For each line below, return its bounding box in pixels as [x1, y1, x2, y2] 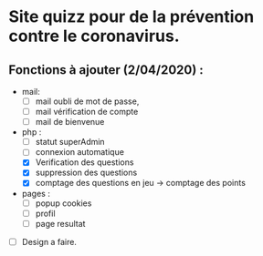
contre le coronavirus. [8, 26, 180, 46]
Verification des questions [35, 157, 134, 168]
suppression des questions [35, 167, 138, 179]
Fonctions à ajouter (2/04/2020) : [8, 62, 205, 77]
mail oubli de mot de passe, [35, 96, 140, 107]
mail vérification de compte [35, 107, 139, 118]
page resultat [35, 218, 86, 229]
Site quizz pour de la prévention [8, 6, 255, 27]
